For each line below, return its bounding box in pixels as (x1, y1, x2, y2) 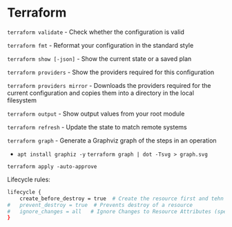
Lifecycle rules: (7, 175, 50, 183)
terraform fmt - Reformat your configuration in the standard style (7, 41, 194, 49)
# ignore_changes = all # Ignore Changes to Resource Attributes (7, 208, 212, 215)
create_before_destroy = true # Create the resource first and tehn (19, 195, 224, 202)
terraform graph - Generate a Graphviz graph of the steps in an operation (7, 136, 217, 145)
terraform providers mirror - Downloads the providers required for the (7, 81, 211, 89)
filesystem (7, 96, 37, 105)
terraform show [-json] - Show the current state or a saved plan (7, 54, 192, 63)
